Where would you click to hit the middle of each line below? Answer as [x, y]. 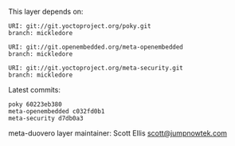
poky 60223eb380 [35, 105]
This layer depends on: [46, 12]
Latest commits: [35, 90]
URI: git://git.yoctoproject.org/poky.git [80, 26]
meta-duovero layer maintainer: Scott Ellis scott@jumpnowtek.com [118, 133]
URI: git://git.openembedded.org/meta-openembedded [96, 47]
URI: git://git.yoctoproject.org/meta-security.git [96, 68]
